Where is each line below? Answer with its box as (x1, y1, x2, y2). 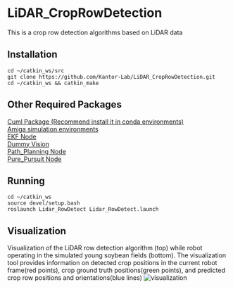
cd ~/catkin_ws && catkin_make (7, 79, 99, 86)
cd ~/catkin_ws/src (7, 67, 65, 75)
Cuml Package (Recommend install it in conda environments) (7, 117, 184, 126)
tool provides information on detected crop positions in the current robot (7, 259, 218, 267)
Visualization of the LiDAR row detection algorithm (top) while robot (7, 244, 203, 252)
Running (7, 174, 46, 187)
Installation (7, 49, 58, 60)
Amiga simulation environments (7, 124, 99, 133)
